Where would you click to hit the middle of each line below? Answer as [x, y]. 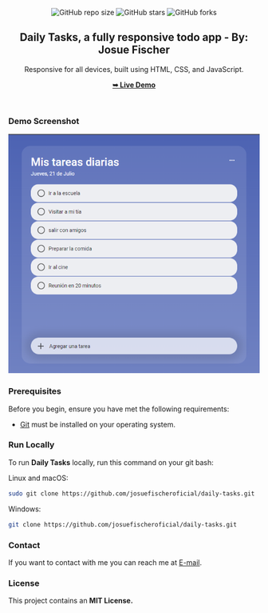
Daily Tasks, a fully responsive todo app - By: [134, 37]
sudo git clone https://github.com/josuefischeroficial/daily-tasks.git [132, 493]
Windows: [25, 509]
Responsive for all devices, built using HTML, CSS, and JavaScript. [134, 69]
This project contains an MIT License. [71, 601]
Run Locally [32, 445]
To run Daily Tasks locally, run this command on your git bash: [111, 462]
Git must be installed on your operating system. [97, 424]
